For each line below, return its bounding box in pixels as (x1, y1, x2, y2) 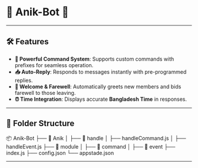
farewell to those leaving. (14, 89, 76, 96)
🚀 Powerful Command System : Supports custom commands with (14, 55, 174, 62)
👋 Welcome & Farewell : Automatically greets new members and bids (14, 83, 181, 90)
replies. (14, 77, 33, 84)
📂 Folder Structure (6, 118, 75, 129)
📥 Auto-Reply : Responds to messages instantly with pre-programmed (14, 68, 187, 75)
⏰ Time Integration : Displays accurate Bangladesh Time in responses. (14, 95, 187, 103)
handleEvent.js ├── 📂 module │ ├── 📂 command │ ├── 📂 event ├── (6, 143, 176, 150)
